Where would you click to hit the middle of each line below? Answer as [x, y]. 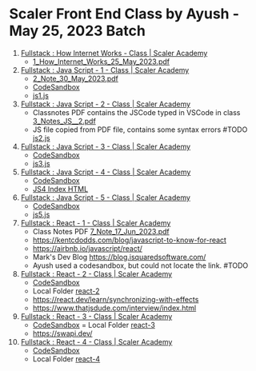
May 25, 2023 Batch [78, 31]
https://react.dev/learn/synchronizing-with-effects [116, 299]
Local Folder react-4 [66, 359]
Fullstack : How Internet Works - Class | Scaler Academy [114, 53]
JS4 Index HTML [60, 189]
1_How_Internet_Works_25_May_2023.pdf [101, 62]
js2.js [41, 138]
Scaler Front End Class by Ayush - [124, 14]
